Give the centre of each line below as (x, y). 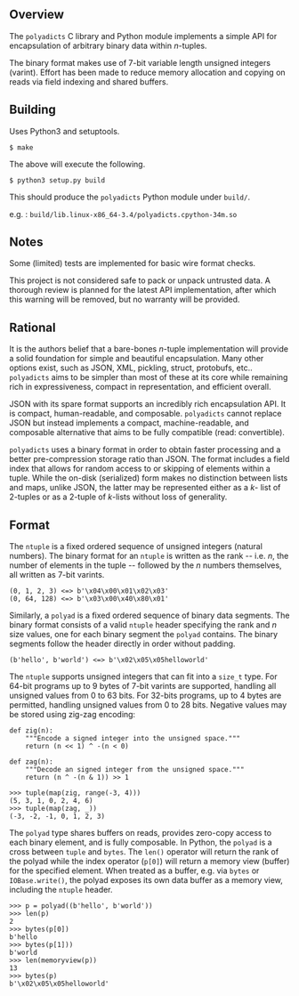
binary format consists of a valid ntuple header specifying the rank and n (143, 625)
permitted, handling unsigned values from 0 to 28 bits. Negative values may (148, 705)
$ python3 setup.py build (57, 180)
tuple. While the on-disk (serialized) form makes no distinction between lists (149, 478)
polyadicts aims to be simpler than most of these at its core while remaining (149, 377)
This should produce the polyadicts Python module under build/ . (130, 197)
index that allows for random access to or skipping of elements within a (140, 469)
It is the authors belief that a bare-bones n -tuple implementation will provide (149, 349)
